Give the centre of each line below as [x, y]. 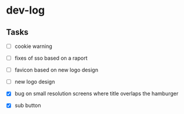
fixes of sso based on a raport [51, 58]
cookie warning [34, 46]
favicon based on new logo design [56, 70]
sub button [28, 105]
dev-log [26, 10]
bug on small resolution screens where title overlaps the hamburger [96, 94]
